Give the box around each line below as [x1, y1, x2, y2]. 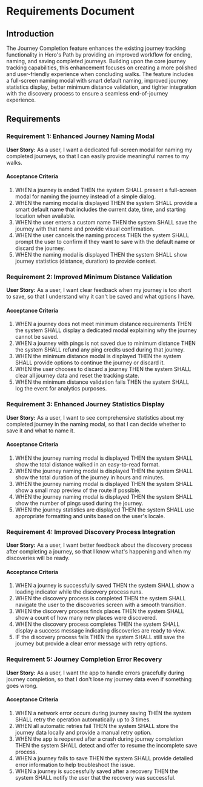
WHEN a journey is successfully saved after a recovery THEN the [15, 768, 178, 775]
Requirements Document [6, 4, 135, 18]
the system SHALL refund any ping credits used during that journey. [15, 346, 185, 353]
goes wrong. [6, 682, 38, 689]
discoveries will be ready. [6, 555, 70, 562]
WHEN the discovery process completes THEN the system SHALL [15, 620, 180, 628]
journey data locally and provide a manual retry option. [15, 729, 152, 736]
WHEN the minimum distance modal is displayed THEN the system [15, 353, 182, 360]
